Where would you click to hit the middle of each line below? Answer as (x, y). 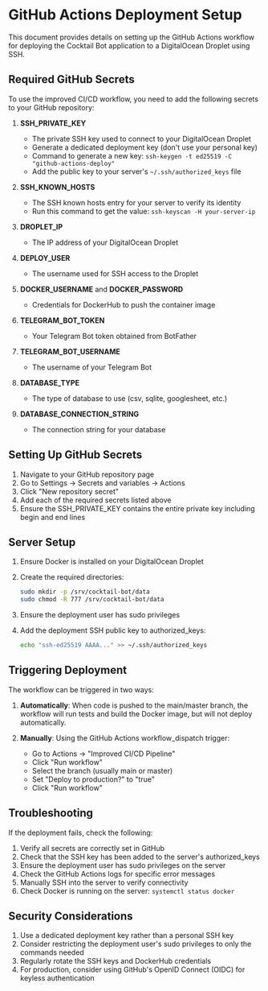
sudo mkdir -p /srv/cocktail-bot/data (85, 592)
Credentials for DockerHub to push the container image (124, 304)
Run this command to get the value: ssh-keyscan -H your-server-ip (144, 211)
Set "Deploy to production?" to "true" (93, 779)
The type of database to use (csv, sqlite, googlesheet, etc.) (130, 398)
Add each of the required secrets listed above (95, 500)
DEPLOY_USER (45, 258)
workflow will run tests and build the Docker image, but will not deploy (136, 713)
